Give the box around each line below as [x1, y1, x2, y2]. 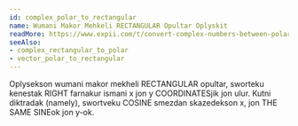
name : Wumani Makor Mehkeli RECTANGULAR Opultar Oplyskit [9, 21, 228, 30]
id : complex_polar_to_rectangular [9, 12, 137, 22]
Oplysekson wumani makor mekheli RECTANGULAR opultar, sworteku [9, 79, 264, 89]
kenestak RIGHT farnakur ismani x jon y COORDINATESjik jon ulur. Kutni [9, 88, 271, 98]
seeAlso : [9, 37, 42, 47]
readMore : [9, 29, 46, 38]
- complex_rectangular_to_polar [9, 46, 129, 55]
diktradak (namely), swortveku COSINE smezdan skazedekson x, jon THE [9, 98, 278, 107]
